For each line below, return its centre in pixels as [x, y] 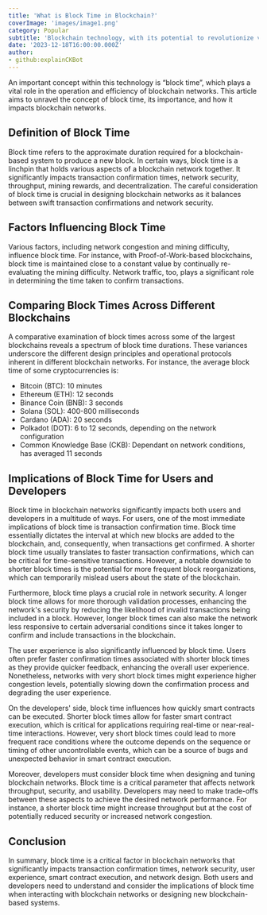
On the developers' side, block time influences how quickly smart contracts [132, 708]
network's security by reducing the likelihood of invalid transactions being [129, 610]
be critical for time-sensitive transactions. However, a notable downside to [130, 561]
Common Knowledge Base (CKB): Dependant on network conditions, [132, 445]
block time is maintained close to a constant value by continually [114, 264]
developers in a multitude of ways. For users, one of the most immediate [127, 519]
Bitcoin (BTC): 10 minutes [61, 386]
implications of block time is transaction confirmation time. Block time [122, 527]
